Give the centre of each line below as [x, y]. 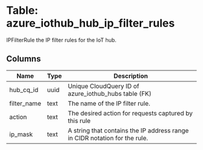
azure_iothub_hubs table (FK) [110, 93]
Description [131, 76]
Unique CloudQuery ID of [103, 86]
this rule [79, 120]
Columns [24, 59]
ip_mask [21, 134]
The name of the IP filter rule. [109, 103]
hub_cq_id [24, 90]
